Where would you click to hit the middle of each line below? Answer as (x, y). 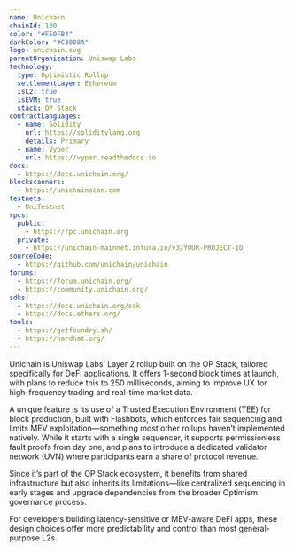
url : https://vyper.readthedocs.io (91, 157)
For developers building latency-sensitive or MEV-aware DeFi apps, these (143, 518)
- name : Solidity (49, 125)
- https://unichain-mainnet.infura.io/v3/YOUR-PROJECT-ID (134, 248)
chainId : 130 (33, 26)
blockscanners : (37, 183)
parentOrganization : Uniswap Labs (73, 58)
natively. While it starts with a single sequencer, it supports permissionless (145, 437)
